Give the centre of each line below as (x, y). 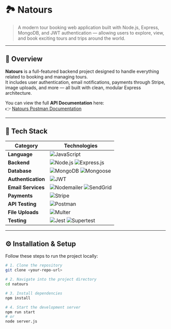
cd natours (17, 284)
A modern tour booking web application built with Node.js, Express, (88, 27)
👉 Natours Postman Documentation (44, 108)
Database (20, 171)
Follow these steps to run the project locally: (52, 256)
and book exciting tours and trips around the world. (72, 38)
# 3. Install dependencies (34, 293)
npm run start (20, 312)
